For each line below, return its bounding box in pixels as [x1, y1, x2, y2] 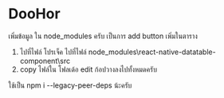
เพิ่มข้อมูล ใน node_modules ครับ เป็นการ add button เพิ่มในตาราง [8, 31, 198, 41]
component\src [19, 56, 71, 65]
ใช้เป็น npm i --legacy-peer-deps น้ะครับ [8, 80, 132, 90]
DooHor [8, 5, 61, 23]
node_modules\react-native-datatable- [88, 47, 217, 57]
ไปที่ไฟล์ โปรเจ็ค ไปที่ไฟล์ [19, 47, 87, 57]
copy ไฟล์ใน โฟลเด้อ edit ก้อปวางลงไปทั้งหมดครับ [19, 65, 158, 74]
